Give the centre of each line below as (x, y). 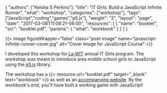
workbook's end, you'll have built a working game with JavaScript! (74, 85)
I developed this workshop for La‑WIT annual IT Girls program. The (75, 54)
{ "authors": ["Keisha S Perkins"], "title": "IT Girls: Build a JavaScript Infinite (84, 7)
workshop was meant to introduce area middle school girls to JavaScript (80, 59)
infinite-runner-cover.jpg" (32, 44)
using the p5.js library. (28, 64)
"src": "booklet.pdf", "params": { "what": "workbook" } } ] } (66, 29)
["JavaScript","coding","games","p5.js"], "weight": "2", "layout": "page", (79, 18)
